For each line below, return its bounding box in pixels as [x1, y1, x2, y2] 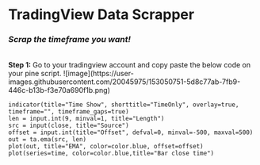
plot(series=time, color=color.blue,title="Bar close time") [8, 149, 215, 158]
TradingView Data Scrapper [8, 6, 195, 24]
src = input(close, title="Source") [8, 121, 129, 130]
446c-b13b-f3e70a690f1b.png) [8, 86, 111, 95]
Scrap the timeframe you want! [8, 34, 132, 45]
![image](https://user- [63, 69, 135, 79]
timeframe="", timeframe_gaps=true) [8, 108, 129, 116]
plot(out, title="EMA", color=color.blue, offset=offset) [8, 143, 204, 151]
